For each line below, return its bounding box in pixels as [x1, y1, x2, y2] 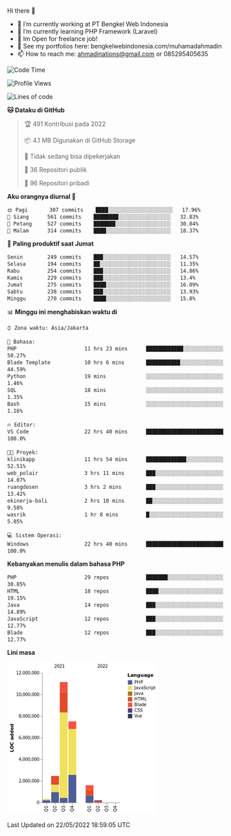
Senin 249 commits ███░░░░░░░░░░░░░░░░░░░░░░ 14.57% [7, 254, 199, 261]
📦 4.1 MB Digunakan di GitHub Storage [23, 136, 136, 145]
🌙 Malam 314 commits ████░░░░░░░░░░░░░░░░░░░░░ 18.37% [7, 227, 199, 234]
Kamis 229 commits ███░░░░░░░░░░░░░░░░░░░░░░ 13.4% [7, 275, 196, 281]
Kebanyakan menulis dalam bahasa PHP [7, 560, 125, 568]
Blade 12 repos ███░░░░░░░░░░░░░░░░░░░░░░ [7, 629, 224, 636]
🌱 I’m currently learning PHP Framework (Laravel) [17, 28, 158, 35]
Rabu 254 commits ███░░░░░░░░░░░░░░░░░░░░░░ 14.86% [7, 268, 199, 275]
